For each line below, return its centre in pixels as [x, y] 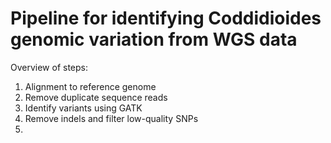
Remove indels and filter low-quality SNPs [111, 118]
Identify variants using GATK [83, 108]
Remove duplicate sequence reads [96, 97]
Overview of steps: [49, 67]
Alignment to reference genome [90, 86]
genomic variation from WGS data [154, 39]
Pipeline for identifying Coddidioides [166, 18]
